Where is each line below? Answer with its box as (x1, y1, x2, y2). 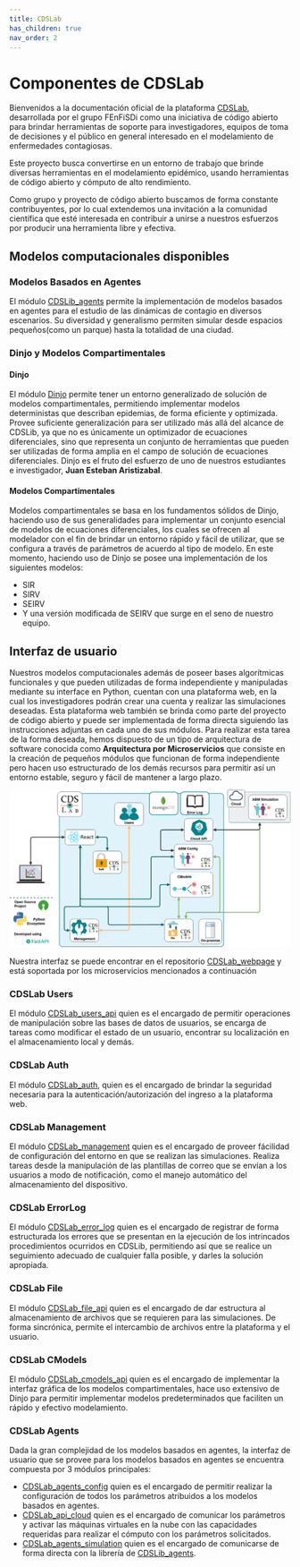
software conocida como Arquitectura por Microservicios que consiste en (9, 744, 286, 754)
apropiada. (9, 1260, 49, 1271)
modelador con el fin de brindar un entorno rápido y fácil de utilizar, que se (9, 533, 286, 545)
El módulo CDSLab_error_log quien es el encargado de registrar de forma (9, 1222, 279, 1232)
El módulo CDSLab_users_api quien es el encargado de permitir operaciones (9, 1008, 291, 1019)
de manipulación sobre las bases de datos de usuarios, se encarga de (9, 1018, 267, 1028)
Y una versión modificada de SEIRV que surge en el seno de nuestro (21, 609, 274, 619)
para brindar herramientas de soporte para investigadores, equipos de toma (9, 122, 288, 132)
